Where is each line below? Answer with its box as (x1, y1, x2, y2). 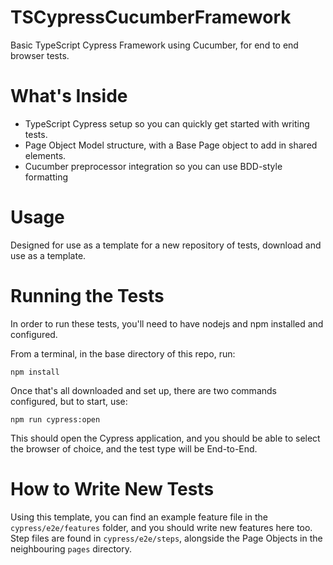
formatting (24, 171, 68, 183)
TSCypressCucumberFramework (10, 6, 292, 29)
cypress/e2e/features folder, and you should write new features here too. (10, 521, 313, 533)
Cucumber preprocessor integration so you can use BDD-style (24, 160, 283, 172)
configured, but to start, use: (10, 395, 128, 407)
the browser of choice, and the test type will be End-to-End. (10, 442, 258, 455)
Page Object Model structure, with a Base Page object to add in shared (24, 139, 318, 151)
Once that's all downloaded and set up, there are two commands (10, 384, 277, 396)
